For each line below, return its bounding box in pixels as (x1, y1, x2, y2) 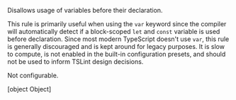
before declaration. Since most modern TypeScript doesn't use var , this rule (7, 35, 230, 43)
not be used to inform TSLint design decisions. (7, 57, 144, 66)
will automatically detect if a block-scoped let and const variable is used (7, 28, 220, 35)
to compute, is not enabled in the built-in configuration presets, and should (7, 50, 226, 58)
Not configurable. (7, 71, 59, 79)
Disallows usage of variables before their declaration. (7, 6, 163, 14)
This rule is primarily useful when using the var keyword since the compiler (7, 20, 227, 28)
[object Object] (7, 85, 52, 93)
